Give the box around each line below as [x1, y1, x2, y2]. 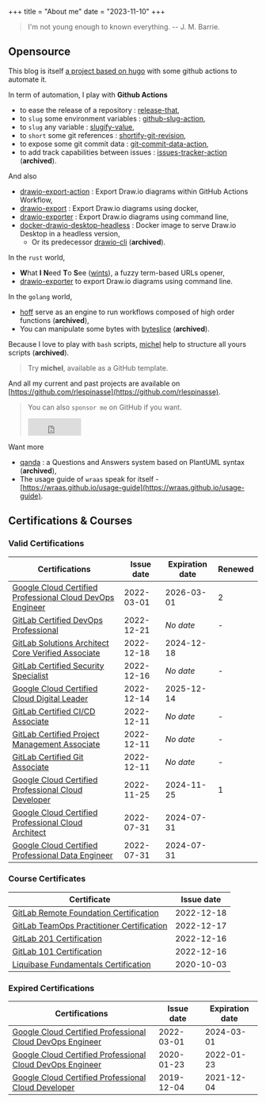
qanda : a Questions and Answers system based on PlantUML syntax [19, 457, 245, 467]
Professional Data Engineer [12, 849, 113, 860]
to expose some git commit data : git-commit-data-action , [19, 139, 209, 148]
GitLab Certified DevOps [12, 614, 103, 625]
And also [8, 171, 37, 181]
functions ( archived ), [19, 315, 89, 325]
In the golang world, [8, 291, 73, 301]
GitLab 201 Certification [12, 932, 103, 944]
